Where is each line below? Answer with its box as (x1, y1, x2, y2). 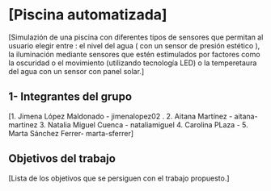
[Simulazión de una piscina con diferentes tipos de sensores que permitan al (8, 32, 264, 42)
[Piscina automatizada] (8, 6, 167, 24)
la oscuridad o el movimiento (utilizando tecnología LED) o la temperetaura (8, 58, 257, 68)
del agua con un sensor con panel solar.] (8, 66, 144, 76)
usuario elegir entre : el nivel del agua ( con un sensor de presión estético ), (8, 40, 260, 50)
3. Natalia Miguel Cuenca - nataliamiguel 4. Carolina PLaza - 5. (39, 119, 248, 130)
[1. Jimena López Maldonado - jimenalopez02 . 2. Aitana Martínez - (8, 111, 233, 121)
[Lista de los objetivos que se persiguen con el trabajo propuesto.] (8, 173, 230, 183)
